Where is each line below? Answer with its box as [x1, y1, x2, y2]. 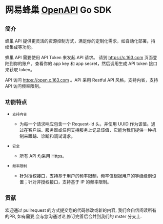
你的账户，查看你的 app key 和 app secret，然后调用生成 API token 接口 [13, 61, 158, 66]
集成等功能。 [9, 44, 35, 50]
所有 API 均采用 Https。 [19, 153, 67, 159]
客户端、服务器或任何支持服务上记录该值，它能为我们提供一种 [28, 127, 152, 133]
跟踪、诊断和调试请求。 [28, 133, 76, 139]
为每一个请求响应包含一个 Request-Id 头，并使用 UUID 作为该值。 [19, 121, 151, 127]
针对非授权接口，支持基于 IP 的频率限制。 [28, 179, 112, 184]
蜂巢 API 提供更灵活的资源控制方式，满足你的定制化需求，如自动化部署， [5, 38, 151, 44]
